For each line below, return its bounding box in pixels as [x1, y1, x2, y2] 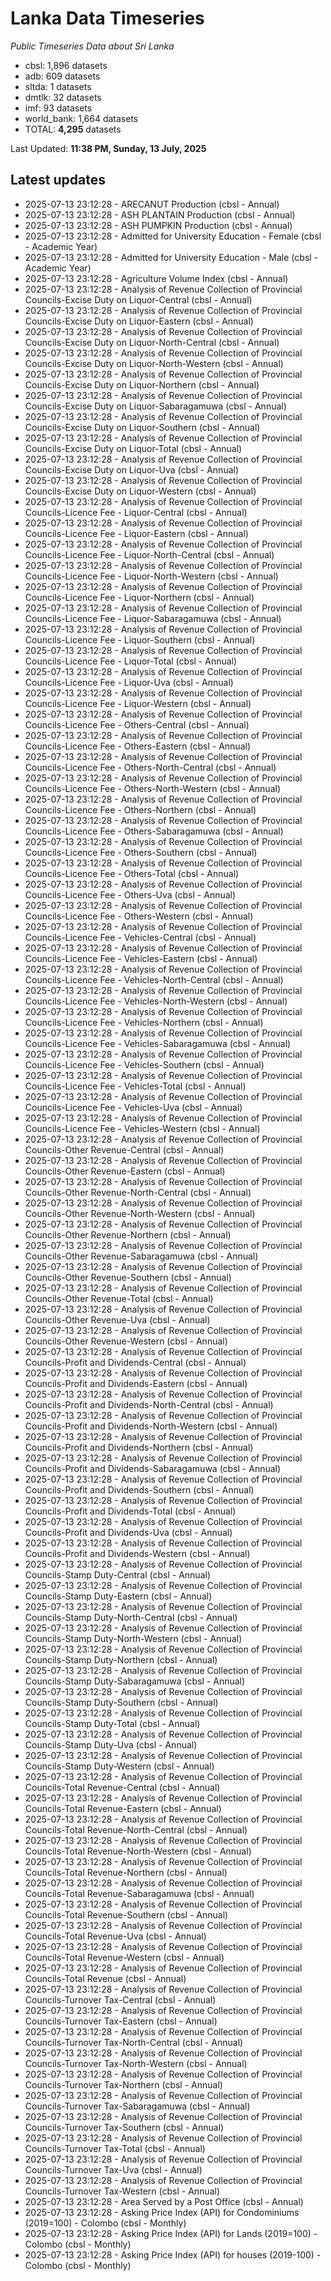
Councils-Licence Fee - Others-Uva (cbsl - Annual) [24, 888, 237, 901]
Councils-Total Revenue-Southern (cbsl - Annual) [24, 1908, 229, 1921]
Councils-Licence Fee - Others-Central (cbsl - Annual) [24, 718, 250, 731]
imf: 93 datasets [24, 102, 93, 114]
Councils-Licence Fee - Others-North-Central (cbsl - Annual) [24, 761, 277, 773]
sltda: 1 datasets [24, 80, 92, 92]
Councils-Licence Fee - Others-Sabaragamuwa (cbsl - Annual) [24, 825, 284, 837]
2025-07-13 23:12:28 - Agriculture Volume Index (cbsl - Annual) [24, 272, 289, 284]
